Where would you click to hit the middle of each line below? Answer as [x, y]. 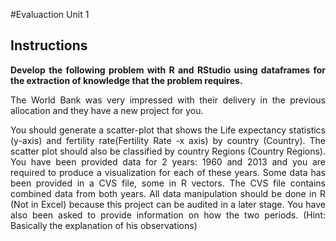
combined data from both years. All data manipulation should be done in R [168, 193]
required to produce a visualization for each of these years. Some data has [168, 172]
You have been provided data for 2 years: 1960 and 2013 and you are [168, 161]
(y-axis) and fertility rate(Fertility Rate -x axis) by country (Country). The [168, 140]
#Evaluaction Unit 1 [50, 14]
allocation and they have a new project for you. [107, 110]
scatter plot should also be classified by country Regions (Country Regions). [168, 151]
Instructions [49, 45]
